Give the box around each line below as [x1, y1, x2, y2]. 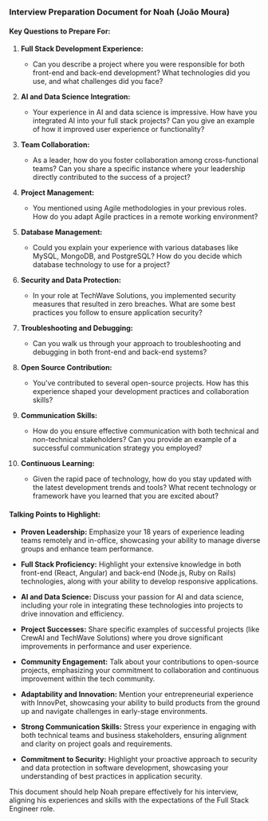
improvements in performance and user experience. [20, 642, 192, 652]
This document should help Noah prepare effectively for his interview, [9, 787, 238, 797]
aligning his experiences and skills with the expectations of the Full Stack [9, 795, 250, 805]
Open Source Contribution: [20, 363, 112, 373]
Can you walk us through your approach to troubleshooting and [32, 339, 242, 349]
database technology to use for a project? [32, 260, 171, 269]
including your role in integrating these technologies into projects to [20, 600, 243, 610]
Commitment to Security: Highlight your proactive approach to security [20, 755, 258, 764]
